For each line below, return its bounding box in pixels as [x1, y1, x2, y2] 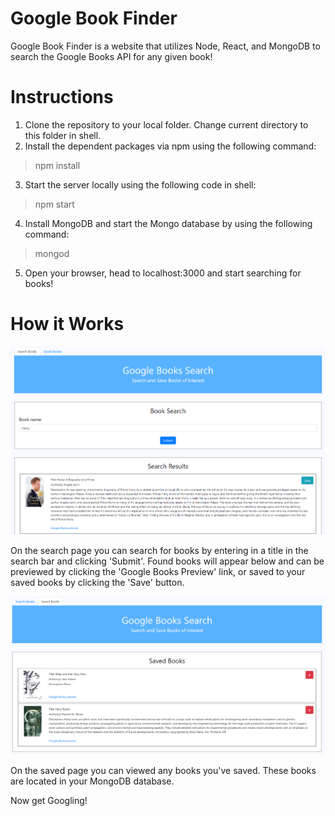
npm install [34, 159, 81, 171]
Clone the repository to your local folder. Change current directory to [24, 118, 309, 131]
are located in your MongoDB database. [10, 775, 175, 787]
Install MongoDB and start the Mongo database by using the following [24, 217, 313, 229]
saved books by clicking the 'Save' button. [10, 577, 185, 589]
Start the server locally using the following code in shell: [24, 178, 257, 191]
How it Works [10, 313, 125, 336]
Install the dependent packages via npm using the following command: [24, 140, 317, 152]
